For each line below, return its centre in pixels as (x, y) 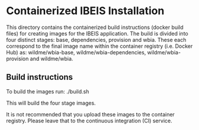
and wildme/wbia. (52, 58)
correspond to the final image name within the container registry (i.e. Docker (99, 46)
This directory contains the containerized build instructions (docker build (95, 27)
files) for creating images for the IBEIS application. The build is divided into (97, 33)
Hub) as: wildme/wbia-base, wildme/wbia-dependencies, (76, 52)
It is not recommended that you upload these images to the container (90, 114)
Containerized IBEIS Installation (85, 11)
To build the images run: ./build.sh (48, 91)
